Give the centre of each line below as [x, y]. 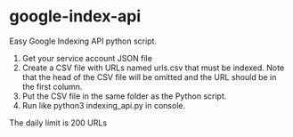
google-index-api [75, 16]
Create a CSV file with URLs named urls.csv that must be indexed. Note [153, 68]
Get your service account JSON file [87, 58]
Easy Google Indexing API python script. [83, 41]
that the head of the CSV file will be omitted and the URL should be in [149, 77]
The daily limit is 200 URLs [58, 123]
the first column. [52, 86]
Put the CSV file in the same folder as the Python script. [124, 96]
